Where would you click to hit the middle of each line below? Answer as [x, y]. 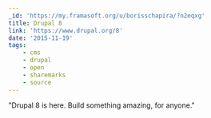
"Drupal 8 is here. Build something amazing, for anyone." [102, 105]
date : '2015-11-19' [41, 38]
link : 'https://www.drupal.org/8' [66, 30]
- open [34, 68]
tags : [17, 45]
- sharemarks [44, 75]
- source [37, 82]
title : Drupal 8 [35, 23]
